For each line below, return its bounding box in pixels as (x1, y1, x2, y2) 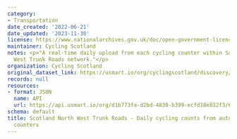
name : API (13, 95, 42, 102)
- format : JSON (7, 88, 52, 95)
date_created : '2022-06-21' (7, 23, 90, 30)
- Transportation (7, 17, 59, 24)
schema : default (7, 108, 55, 115)
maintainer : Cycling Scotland (7, 43, 97, 50)
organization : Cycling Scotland (7, 62, 102, 69)
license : (7, 37, 33, 44)
